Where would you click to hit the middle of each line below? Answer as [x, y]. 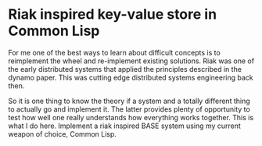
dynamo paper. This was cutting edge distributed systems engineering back [131, 77]
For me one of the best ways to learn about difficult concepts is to [114, 52]
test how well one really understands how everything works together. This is [131, 117]
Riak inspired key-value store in [113, 14]
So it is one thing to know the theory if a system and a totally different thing [129, 101]
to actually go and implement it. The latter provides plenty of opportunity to [129, 109]
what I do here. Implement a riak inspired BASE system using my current [124, 126]
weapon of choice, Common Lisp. [63, 134]
